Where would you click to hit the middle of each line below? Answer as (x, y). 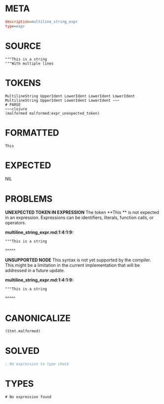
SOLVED (22, 351)
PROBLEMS (29, 199)
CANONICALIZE (38, 318)
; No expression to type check (37, 364)
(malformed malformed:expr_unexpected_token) (52, 113)
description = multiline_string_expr (41, 22)
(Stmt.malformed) (23, 331)
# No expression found (28, 397)
